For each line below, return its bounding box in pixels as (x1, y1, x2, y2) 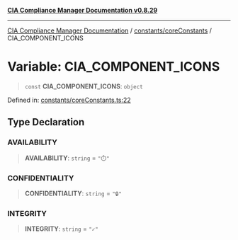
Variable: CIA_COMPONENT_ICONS (7, 59, 220, 75)
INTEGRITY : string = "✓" (24, 224, 99, 233)
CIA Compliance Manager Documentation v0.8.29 (7, 6, 158, 14)
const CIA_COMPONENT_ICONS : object (24, 81, 143, 91)
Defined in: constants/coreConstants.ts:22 (7, 96, 131, 104)
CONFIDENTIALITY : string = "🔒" (24, 189, 123, 198)
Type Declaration (7, 116, 85, 128)
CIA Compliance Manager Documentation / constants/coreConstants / (7, 26, 212, 35)
